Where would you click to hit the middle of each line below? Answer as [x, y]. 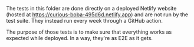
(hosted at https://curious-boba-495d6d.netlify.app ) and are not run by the [97, 15]
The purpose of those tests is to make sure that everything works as [89, 32]
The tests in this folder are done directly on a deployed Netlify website [91, 8]
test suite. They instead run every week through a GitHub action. [85, 21]
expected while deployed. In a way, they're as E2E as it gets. [80, 38]
